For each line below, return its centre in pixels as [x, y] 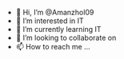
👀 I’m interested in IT [50, 21]
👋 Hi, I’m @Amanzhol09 [55, 12]
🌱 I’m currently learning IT [58, 29]
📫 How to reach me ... [53, 47]
